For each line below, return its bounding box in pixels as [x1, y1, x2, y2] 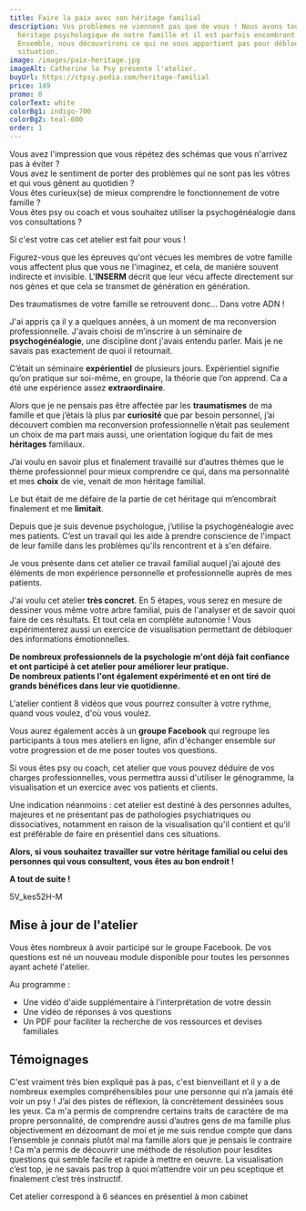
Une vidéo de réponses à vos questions [22, 1006, 172, 1017]
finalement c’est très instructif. [9, 1173, 123, 1184]
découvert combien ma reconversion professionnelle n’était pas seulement [9, 419, 290, 430]
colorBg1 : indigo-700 [9, 107, 92, 116]
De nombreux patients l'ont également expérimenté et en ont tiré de [9, 671, 271, 681]
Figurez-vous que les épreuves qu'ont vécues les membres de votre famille [9, 252, 293, 263]
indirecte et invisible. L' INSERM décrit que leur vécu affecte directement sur [9, 271, 294, 282]
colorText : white [9, 98, 76, 108]
